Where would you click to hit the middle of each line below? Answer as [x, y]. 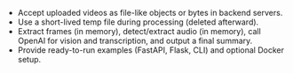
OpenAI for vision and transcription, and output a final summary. [135, 40]
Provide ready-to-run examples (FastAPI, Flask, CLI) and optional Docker [150, 50]
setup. [29, 59]
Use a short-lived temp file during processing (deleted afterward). [138, 22]
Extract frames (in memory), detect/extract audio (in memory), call [139, 31]
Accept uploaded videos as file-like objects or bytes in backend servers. [150, 13]
